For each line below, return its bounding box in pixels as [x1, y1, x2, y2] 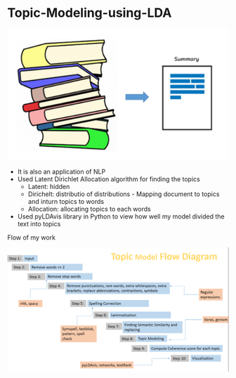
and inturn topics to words [27, 197, 104, 205]
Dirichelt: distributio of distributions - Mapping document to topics [27, 190, 220, 198]
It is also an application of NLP [17, 167, 106, 176]
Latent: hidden [27, 182, 70, 190]
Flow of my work [7, 233, 56, 242]
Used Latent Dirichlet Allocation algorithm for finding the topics [17, 174, 200, 183]
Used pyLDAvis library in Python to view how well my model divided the [17, 212, 225, 221]
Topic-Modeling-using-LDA [7, 5, 172, 21]
